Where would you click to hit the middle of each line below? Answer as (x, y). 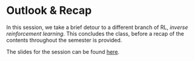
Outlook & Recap (49, 11)
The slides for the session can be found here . (63, 51)
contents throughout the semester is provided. (64, 40)
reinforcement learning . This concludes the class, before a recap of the (95, 33)
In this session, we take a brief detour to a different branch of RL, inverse (97, 27)
